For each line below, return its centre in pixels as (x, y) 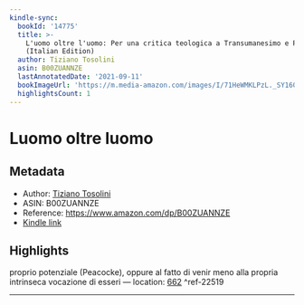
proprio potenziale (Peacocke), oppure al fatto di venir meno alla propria (144, 272)
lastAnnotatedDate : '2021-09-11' (81, 77)
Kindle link (42, 222)
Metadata (37, 172)
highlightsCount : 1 (54, 93)
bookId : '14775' (48, 26)
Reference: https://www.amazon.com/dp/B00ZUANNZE (126, 213)
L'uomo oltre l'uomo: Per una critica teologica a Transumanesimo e (157, 43)
